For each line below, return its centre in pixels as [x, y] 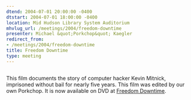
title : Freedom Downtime [37, 51]
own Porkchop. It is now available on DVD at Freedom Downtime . [86, 90]
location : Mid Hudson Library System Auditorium [68, 23]
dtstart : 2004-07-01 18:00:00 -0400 [52, 17]
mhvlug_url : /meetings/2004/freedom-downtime [64, 28]
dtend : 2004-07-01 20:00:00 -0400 [49, 12]
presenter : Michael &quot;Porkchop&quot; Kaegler [69, 34]
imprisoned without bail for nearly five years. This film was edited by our [95, 85]
